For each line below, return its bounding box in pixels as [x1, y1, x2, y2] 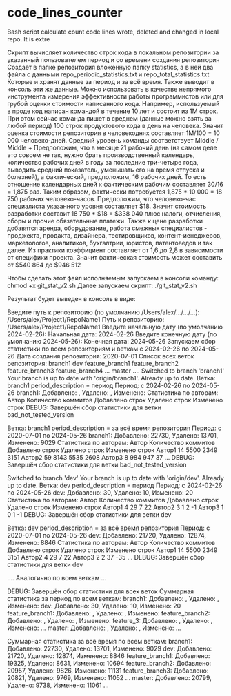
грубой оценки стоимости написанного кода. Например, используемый [7, 99, 220, 108]
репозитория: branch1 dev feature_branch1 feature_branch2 [7, 359, 179, 367]
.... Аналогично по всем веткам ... [7, 573, 107, 582]
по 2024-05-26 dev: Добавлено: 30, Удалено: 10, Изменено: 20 [7, 488, 194, 497]
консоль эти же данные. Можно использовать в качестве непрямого [7, 85, 212, 93]
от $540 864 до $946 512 [7, 260, 81, 269]
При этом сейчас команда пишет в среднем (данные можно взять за [7, 114, 212, 122]
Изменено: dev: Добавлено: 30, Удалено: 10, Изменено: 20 [7, 602, 181, 610]
